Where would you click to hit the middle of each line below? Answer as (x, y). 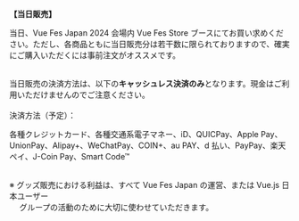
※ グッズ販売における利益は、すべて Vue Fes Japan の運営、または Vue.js (145, 185)
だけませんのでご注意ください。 (91, 94)
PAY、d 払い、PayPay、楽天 (234, 145)
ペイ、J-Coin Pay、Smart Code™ (70, 156)
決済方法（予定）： (42, 115)
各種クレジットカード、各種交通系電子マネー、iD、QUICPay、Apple (134, 134)
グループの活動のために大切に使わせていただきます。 (116, 207)
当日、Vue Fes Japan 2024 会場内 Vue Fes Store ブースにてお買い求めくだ (146, 33)
